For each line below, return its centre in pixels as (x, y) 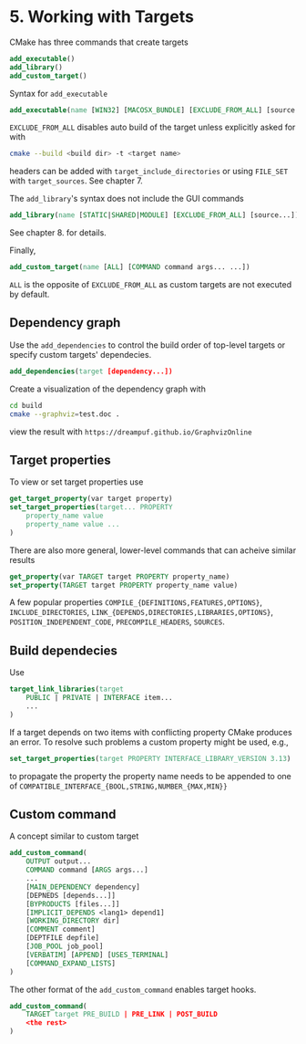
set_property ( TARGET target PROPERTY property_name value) (124, 585)
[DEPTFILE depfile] (63, 938)
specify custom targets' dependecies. (81, 354)
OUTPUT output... (59, 861)
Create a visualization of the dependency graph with (108, 389)
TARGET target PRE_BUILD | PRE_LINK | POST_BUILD (122, 1015)
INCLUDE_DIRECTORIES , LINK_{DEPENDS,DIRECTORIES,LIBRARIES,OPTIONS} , (142, 612)
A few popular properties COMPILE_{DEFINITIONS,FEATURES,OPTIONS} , (136, 602)
